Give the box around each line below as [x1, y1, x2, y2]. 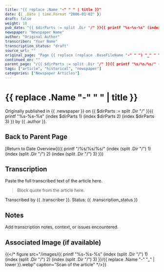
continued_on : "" [5, 57, 41, 62]
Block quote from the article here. [17, 187, 85, 193]
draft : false [5, 16, 32, 21]
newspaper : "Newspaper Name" [5, 30, 64, 35]
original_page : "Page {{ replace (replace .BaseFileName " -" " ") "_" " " [5, 52, 161, 58]
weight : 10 [5, 21, 27, 26]
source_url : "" [5, 48, 36, 53]
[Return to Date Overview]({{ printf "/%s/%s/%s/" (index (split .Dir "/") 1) [5, 145, 151, 152]
